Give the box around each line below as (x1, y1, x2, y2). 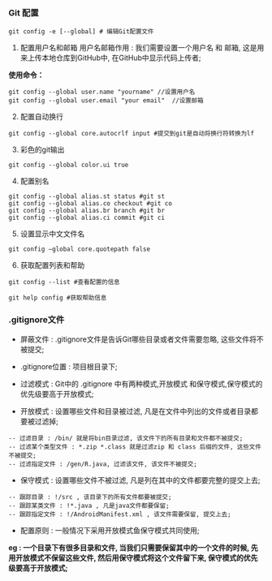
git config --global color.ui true (8, 161, 129, 170)
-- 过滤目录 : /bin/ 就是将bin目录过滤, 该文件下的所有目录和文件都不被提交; (8, 434, 244, 442)
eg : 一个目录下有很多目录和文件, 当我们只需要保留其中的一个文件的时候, (8, 542, 250, 553)
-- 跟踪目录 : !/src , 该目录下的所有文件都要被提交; (8, 493, 172, 501)
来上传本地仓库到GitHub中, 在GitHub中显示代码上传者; (19, 53, 201, 62)
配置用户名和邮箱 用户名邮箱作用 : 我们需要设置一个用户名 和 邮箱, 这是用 (19, 43, 265, 53)
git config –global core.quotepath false (8, 245, 151, 253)
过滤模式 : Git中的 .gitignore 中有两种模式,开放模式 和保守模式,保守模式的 (19, 379, 263, 389)
